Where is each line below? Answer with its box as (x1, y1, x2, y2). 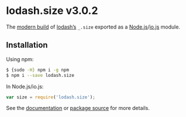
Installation (6, 40, 48, 50)
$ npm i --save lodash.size (6, 72, 75, 78)
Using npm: (6, 55, 34, 62)
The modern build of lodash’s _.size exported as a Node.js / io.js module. (6, 23, 180, 30)
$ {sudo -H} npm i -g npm (6, 67, 69, 73)
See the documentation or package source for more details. (6, 105, 150, 112)
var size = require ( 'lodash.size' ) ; (6, 94, 95, 100)
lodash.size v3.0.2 (6, 4, 98, 17)
